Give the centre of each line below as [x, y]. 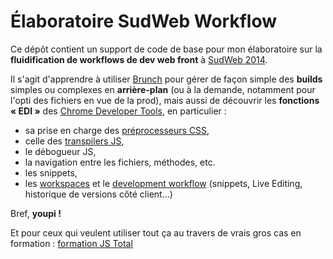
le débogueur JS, [60, 151]
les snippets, [51, 172]
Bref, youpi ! [36, 213]
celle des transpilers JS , [74, 141]
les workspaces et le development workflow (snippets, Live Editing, [163, 183]
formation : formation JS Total [71, 243]
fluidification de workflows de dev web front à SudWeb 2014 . [139, 59]
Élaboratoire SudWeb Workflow [143, 21]
